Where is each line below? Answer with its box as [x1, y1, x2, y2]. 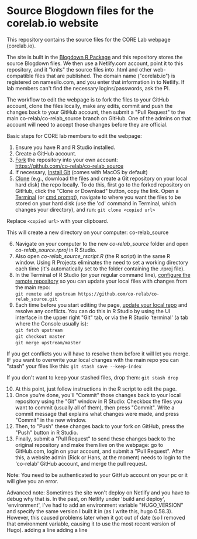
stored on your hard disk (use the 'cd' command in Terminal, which [15, 199, 177, 206]
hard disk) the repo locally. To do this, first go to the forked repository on [15, 181, 191, 188]
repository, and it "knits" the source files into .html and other [6, 66, 153, 73]
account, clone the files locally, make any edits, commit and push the [6, 102, 173, 109]
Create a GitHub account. [15, 150, 77, 157]
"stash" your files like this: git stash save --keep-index [6, 362, 142, 369]
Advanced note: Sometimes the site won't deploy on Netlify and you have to [6, 489, 190, 496]
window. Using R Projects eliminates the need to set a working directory [15, 259, 189, 266]
